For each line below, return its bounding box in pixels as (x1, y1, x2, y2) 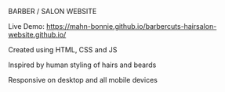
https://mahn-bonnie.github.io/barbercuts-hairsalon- (45, 22, 217, 30)
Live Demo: (8, 22, 45, 30)
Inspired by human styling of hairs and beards (8, 60, 157, 69)
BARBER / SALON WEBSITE (8, 7, 97, 16)
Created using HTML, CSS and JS (8, 45, 118, 54)
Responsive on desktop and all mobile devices (8, 76, 158, 84)
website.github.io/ (8, 30, 67, 39)
